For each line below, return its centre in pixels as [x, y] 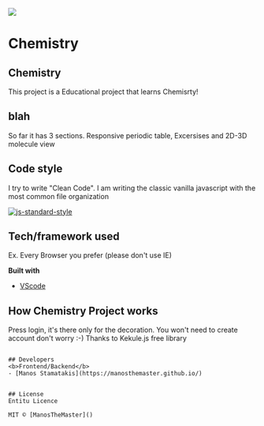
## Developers [32, 360]
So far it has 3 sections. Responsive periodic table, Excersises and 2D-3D [128, 135]
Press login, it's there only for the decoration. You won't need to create [123, 330]
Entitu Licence [33, 401]
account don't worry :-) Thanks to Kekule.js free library [98, 338]
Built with [24, 271]
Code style [35, 169]
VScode [32, 286]
